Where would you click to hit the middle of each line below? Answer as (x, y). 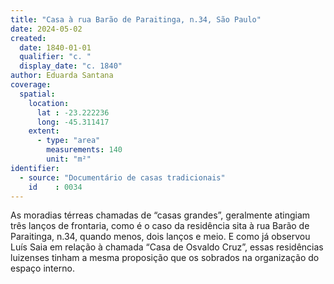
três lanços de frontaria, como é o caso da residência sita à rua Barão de (160, 226)
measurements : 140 (84, 150)
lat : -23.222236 (73, 112)
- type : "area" (68, 141)
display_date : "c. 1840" (71, 66)
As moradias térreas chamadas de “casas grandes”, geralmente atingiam (160, 215)
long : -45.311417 (73, 122)
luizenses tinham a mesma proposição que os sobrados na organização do (165, 258)
